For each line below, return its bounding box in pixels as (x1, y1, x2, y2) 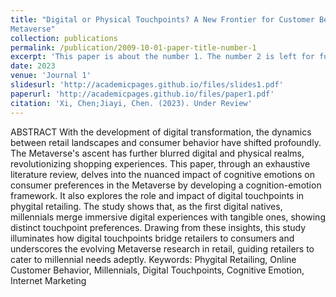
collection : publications (10, 33, 118, 43)
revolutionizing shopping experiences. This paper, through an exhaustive (10, 157, 311, 170)
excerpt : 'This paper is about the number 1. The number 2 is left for (10, 52, 315, 62)
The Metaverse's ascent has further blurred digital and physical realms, (10, 147, 305, 159)
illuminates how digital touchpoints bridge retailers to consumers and (10, 232, 295, 244)
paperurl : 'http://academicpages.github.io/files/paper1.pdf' (10, 89, 275, 99)
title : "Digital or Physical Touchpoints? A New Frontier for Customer (10, 14, 315, 25)
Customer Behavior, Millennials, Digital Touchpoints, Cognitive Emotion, (10, 264, 305, 276)
